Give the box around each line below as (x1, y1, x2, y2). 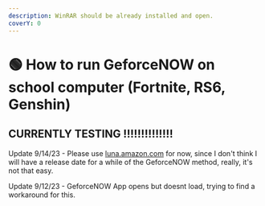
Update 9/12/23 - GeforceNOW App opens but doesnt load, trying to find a (8, 181, 255, 191)
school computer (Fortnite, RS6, (8, 78, 226, 97)
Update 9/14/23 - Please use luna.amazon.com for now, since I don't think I (8, 148, 258, 158)
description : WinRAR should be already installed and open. (8, 11, 214, 20)
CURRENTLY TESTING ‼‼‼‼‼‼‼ (8, 127, 174, 141)
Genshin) (8, 95, 71, 113)
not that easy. (8, 166, 54, 175)
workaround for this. (8, 190, 76, 200)
